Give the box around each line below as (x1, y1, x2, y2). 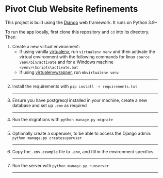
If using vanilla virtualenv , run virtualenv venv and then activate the (19, 49, 155, 54)
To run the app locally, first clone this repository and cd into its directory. (5, 29, 149, 35)
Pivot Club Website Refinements (5, 3, 138, 15)
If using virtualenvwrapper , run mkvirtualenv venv (19, 69, 119, 75)
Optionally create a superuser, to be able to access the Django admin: (12, 130, 152, 136)
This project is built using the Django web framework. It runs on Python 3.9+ (5, 19, 158, 25)
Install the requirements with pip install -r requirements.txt (12, 83, 138, 89)
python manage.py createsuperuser (12, 135, 82, 141)
